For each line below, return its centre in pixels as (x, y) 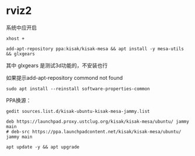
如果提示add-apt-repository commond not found (65, 77)
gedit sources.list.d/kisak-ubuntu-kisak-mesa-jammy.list (78, 111)
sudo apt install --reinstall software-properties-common (78, 88)
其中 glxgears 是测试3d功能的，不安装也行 (57, 65)
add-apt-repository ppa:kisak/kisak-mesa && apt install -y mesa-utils (95, 49)
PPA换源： (19, 100)
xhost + (15, 38)
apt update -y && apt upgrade (43, 147)
